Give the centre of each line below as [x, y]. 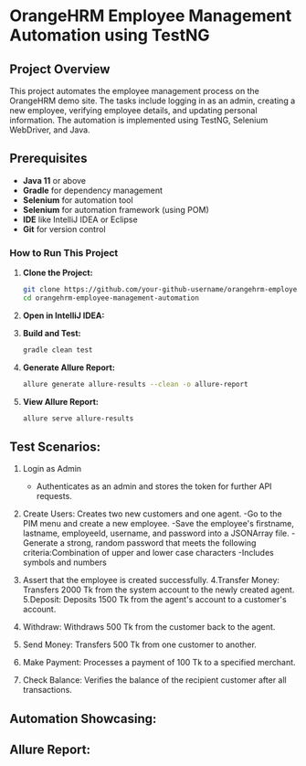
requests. [54, 496]
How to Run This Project [64, 252]
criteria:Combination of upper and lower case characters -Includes [148, 553]
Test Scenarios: [55, 447]
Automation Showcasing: [83, 718]
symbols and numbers [64, 562]
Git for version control [64, 229]
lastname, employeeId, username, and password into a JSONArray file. [156, 533]
